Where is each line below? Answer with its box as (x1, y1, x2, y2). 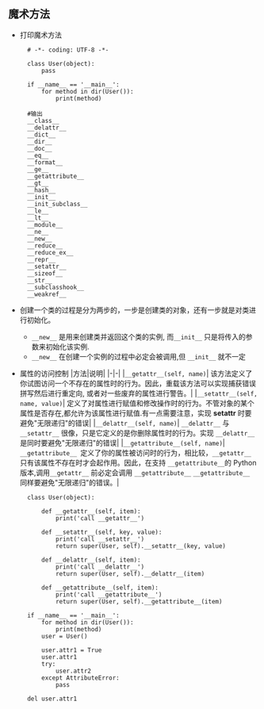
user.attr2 (55, 667, 91, 675)
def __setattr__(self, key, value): (40, 528, 163, 536)
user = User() (40, 632, 88, 640)
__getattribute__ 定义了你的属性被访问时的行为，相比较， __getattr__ (19, 447, 252, 458)
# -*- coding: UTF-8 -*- (27, 46, 109, 54)
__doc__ (27, 144, 53, 152)
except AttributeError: (40, 673, 121, 682)
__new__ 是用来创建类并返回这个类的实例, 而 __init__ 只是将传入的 (31, 332, 246, 341)
